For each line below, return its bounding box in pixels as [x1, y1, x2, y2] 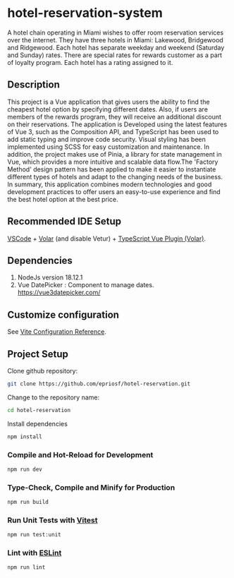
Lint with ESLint [7, 548, 62, 558]
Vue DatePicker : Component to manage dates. [17, 281, 154, 289]
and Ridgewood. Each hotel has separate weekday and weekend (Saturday [7, 43, 225, 52]
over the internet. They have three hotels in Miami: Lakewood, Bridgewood [7, 35, 223, 44]
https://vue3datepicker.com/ [17, 288, 101, 297]
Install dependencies [7, 419, 68, 428]
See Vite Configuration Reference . [7, 327, 107, 336]
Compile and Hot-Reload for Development [7, 450, 154, 459]
